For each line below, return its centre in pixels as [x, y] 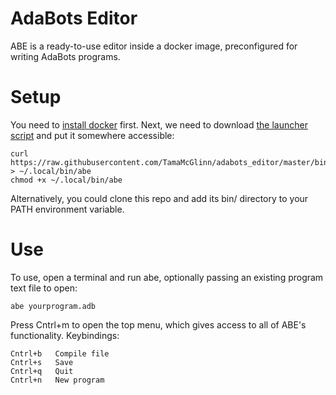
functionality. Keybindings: [65, 335]
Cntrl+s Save [42, 362]
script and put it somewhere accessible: [92, 135]
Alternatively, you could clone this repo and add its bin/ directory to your [159, 198]
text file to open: [44, 288]
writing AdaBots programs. [65, 56]
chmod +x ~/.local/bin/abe [66, 180]
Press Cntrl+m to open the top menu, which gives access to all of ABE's [158, 324]
